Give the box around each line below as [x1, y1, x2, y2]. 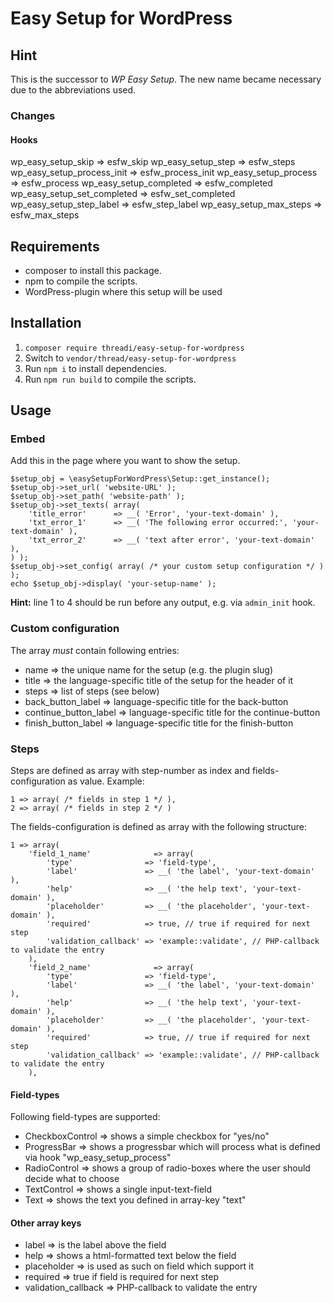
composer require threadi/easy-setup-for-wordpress [24, 343, 245, 353]
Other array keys [10, 1217, 82, 1229]
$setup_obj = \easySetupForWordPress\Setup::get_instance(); [10, 474, 271, 484]
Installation [10, 315, 82, 332]
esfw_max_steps [10, 209, 80, 221]
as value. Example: [67, 775, 145, 787]
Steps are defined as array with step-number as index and [10, 765, 250, 777]
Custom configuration [10, 622, 120, 636]
